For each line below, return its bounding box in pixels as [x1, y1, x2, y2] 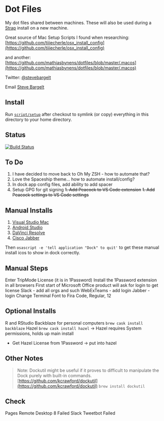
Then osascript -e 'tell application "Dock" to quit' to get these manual [5, 244, 160, 250]
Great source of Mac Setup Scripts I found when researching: [5, 34, 130, 40]
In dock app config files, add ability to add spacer [12, 181, 113, 187]
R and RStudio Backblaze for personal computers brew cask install [5, 320, 143, 326]
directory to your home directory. [5, 117, 72, 122]
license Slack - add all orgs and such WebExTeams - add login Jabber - [5, 288, 150, 293]
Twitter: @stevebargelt [5, 74, 51, 80]
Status [5, 131, 26, 139]
